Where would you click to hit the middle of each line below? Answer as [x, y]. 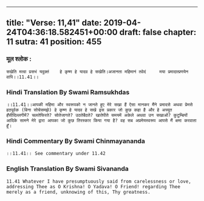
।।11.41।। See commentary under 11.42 [56, 154]
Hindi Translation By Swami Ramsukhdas [68, 92]
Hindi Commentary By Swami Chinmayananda [76, 141]
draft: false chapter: [158, 32]
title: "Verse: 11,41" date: [54, 23]
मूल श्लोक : [19, 59]
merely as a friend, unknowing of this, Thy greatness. [78, 192]
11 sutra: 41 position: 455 [54, 42]
